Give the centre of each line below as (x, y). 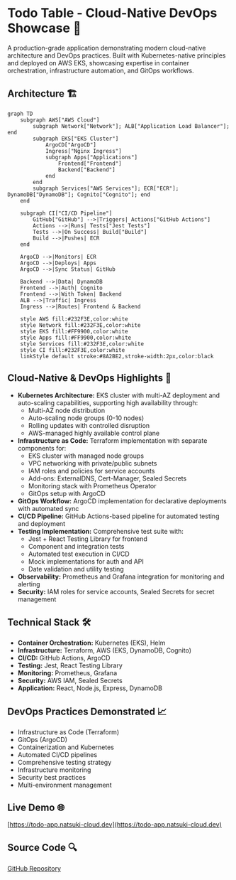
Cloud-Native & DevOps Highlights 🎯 (90, 378)
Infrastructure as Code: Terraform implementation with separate (112, 440)
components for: (42, 448)
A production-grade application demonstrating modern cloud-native (107, 48)
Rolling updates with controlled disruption (89, 425)
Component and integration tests (76, 546)
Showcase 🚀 (44, 28)
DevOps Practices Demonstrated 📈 (87, 711)
